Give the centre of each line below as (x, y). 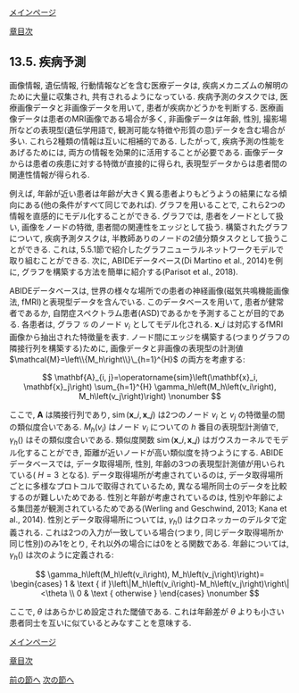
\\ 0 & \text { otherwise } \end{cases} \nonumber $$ (165, 593)
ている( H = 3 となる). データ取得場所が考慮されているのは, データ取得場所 (146, 475)
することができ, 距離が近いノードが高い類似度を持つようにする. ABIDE (154, 452)
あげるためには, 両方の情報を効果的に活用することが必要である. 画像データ (146, 152)
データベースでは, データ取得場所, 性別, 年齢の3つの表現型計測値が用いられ (147, 463)
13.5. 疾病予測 (48, 62)
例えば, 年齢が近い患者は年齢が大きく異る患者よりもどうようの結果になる (144, 193)
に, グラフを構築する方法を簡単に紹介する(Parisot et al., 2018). (124, 271)
